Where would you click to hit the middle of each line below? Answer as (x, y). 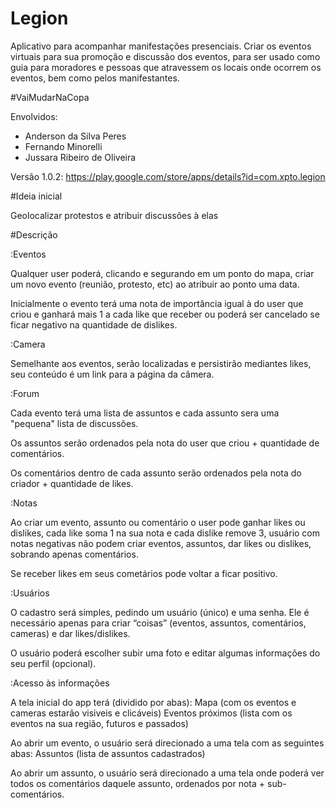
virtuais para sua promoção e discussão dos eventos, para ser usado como (165, 56)
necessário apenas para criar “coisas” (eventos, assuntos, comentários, (158, 623)
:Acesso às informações (60, 683)
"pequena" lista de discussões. (74, 423)
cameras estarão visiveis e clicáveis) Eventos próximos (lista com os (151, 713)
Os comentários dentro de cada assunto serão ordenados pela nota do (156, 473)
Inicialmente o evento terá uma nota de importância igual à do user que (157, 303)
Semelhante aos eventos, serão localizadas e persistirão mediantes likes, (161, 363)
